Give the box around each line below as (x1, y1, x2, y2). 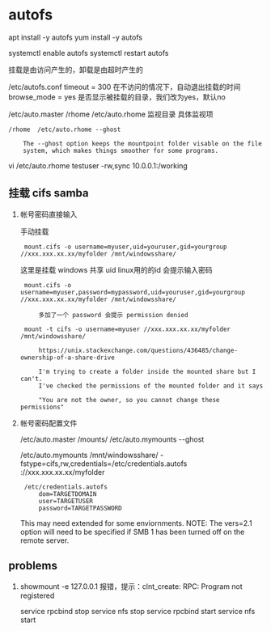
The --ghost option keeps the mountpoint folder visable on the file (23, 139, 263, 147)
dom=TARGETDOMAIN (38, 489, 97, 498)
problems (8, 559, 58, 573)
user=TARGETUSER (38, 497, 93, 505)
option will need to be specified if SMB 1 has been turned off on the (19, 527, 245, 536)
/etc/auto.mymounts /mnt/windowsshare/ (19, 450, 159, 459)
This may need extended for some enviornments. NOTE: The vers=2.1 (19, 518, 252, 527)
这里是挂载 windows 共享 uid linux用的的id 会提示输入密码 (19, 265, 213, 274)
